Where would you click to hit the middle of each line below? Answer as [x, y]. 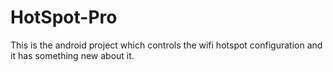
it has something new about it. [72, 55]
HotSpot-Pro [64, 17]
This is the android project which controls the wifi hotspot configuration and [166, 45]
